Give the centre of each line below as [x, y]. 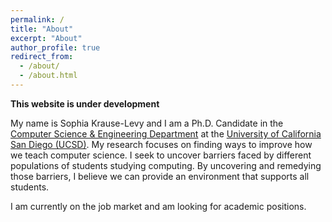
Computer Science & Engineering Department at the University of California [166, 133]
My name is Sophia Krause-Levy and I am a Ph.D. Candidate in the [147, 123]
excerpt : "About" [46, 38]
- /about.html [48, 76]
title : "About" [42, 29]
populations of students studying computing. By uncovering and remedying [166, 165]
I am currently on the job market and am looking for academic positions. [158, 206]
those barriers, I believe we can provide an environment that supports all [160, 176]
